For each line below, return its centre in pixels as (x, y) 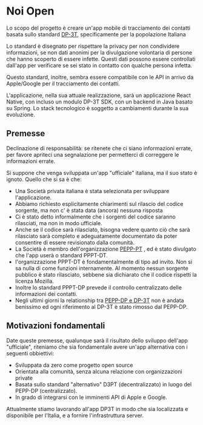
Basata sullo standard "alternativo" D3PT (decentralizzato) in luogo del (103, 384)
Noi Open (30, 11)
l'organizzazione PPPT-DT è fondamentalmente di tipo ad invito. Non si (104, 262)
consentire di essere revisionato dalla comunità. (75, 242)
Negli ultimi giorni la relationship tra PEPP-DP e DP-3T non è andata (99, 300)
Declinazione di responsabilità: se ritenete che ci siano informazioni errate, (99, 148)
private (24, 378)
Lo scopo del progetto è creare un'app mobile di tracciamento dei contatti (98, 28)
